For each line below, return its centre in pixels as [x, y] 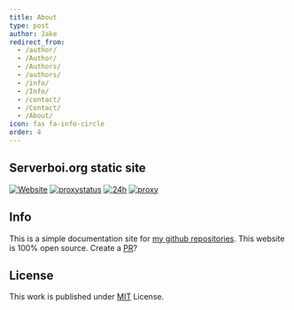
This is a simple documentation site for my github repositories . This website [147, 238]
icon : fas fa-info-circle [57, 125]
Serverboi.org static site [77, 168]
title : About [33, 17]
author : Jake [33, 34]
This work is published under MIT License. [87, 297]
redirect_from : [37, 42]
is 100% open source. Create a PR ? [73, 247]
